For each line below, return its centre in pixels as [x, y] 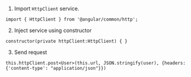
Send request [30, 52]
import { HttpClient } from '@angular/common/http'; [72, 20]
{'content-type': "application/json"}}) [56, 68]
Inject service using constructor [53, 30]
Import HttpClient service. [46, 9]
